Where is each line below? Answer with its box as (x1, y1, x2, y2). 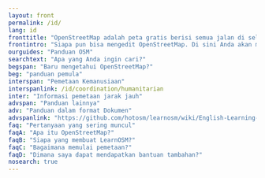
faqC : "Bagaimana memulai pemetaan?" (8, 143, 132, 151)
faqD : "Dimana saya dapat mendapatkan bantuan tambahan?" (8, 150, 203, 158)
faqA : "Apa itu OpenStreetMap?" (8, 128, 114, 136)
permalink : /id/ (8, 19, 62, 27)
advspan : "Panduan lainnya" (8, 99, 101, 107)
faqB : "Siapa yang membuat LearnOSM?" (8, 135, 136, 144)
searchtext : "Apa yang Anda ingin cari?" (8, 56, 147, 64)
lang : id (8, 26, 37, 34)
